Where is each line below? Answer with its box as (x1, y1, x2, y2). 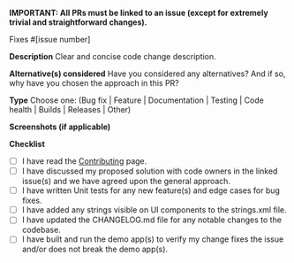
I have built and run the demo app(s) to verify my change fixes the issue (21, 234, 284, 244)
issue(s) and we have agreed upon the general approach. (21, 176, 231, 187)
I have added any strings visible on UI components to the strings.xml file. (21, 205, 287, 215)
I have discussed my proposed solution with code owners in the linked (21, 166, 278, 176)
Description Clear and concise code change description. (9, 51, 216, 61)
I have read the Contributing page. (21, 156, 147, 166)
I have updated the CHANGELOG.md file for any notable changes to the (21, 214, 283, 225)
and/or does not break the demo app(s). (21, 244, 169, 255)
